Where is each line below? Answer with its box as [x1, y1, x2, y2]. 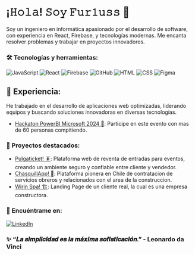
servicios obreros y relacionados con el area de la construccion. [14, 176, 172, 184]
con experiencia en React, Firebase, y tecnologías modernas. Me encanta [6, 32, 187, 39]
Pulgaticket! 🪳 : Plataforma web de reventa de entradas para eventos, [14, 155, 185, 163]
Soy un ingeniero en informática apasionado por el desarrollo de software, [6, 25, 188, 32]
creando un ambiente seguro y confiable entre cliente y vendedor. [14, 164, 177, 171]
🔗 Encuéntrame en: [6, 207, 62, 215]
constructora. [14, 192, 48, 199]
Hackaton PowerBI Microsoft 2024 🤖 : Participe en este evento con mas [14, 120, 189, 128]
